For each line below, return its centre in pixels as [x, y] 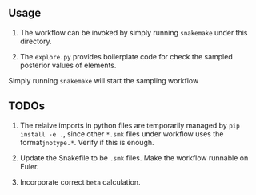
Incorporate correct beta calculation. [80, 182]
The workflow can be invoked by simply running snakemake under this [134, 32]
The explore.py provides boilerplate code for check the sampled [126, 56]
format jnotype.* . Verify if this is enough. [87, 142]
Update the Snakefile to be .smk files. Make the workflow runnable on [134, 158]
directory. [36, 41]
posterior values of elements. [68, 65]
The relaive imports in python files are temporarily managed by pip [130, 125]
